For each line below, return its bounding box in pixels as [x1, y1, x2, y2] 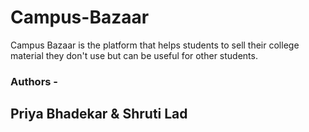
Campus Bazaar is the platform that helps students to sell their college [10, 39, 300, 51]
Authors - [10, 74, 58, 88]
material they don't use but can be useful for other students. [10, 49, 258, 61]
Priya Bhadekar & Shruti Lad [10, 106, 188, 123]
